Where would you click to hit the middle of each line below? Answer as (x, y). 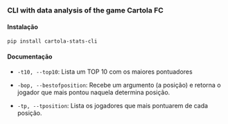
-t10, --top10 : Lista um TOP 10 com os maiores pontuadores (105, 72)
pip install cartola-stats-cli (52, 41)
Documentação (30, 56)
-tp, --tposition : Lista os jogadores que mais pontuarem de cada (113, 106)
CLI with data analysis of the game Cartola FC (86, 10)
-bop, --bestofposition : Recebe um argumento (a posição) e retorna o (119, 85)
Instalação (23, 27)
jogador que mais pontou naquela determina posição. (94, 92)
